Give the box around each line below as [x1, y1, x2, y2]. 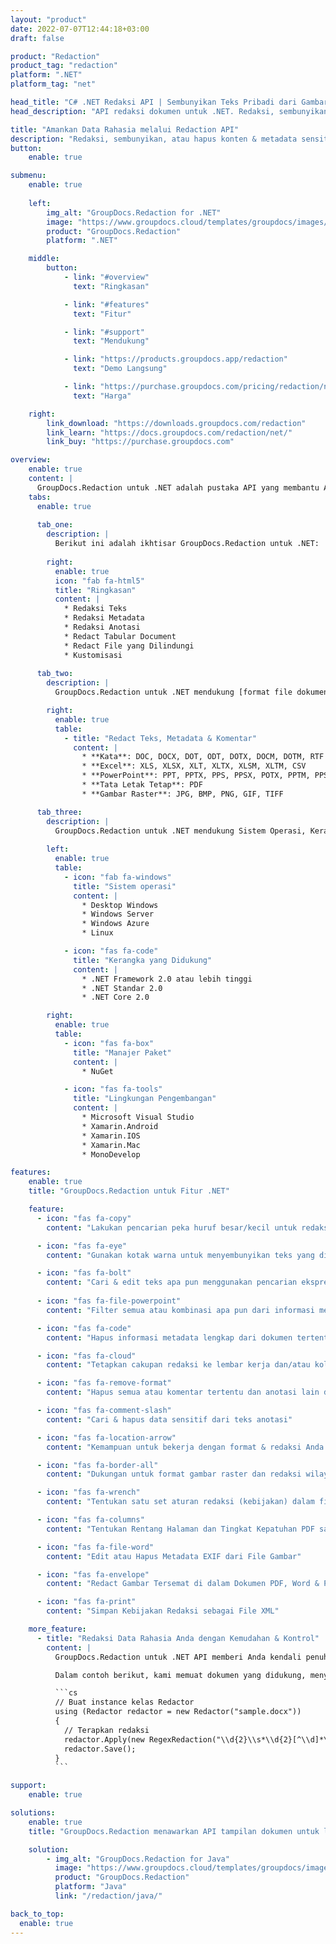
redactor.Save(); [63, 1744, 137, 1754]
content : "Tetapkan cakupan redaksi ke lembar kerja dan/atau [46, 1360, 311, 1370]
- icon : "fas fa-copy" [36, 1213, 132, 1223]
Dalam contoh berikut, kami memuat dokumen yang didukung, [54, 1670, 307, 1680]
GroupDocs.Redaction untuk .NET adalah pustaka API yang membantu [36, 482, 320, 493]
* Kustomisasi [63, 650, 123, 660]
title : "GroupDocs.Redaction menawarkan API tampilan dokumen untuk [28, 1826, 320, 1836]
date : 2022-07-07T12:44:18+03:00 [10, 24, 150, 34]
